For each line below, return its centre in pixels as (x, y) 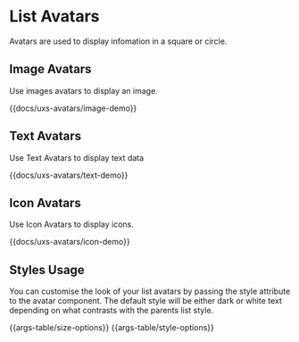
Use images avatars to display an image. (83, 90)
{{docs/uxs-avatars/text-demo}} (69, 175)
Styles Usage (47, 270)
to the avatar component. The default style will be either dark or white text (146, 301)
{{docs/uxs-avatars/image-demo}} (73, 108)
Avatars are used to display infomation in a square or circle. (118, 41)
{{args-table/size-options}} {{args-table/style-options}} (112, 328)
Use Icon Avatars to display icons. (71, 224)
